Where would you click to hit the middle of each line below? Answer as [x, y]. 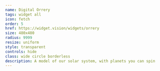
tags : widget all [23, 14]
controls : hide [21, 51]
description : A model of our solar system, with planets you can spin [80, 61]
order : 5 [14, 24]
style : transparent [25, 47]
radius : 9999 [19, 38]
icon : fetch [17, 19]
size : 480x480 [20, 33]
